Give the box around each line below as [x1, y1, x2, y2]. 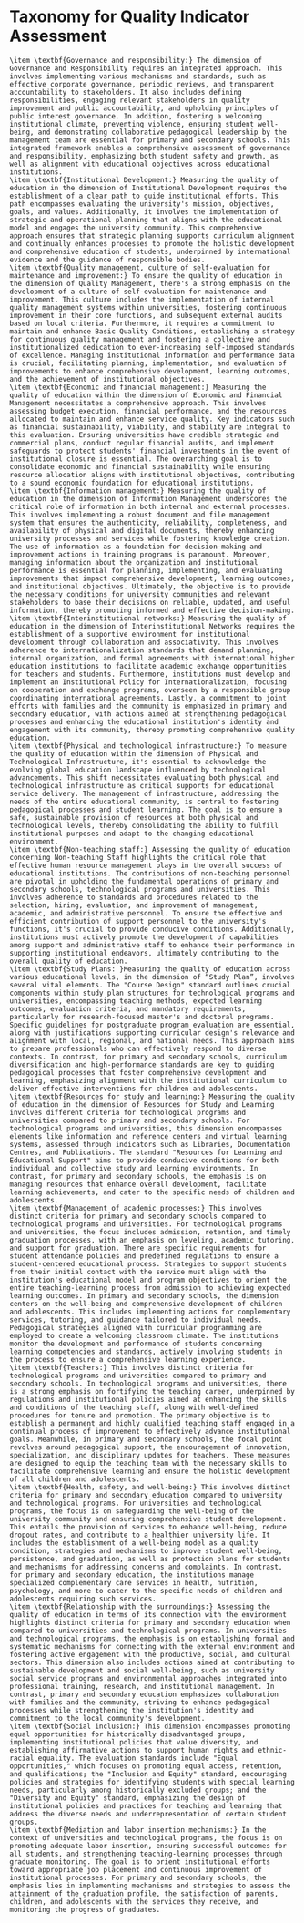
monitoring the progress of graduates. [9, 1905, 161, 1914]
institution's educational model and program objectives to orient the [9, 1275, 287, 1284]
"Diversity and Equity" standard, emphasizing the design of [9, 1793, 247, 1803]
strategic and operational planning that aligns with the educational [9, 215, 283, 224]
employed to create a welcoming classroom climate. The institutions [9, 1331, 279, 1340]
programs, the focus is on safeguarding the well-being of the [9, 1506, 255, 1516]
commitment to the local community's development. [9, 1713, 206, 1723]
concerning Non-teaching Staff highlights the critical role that [9, 853, 267, 862]
